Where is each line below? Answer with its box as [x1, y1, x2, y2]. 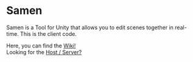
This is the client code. [20, 30, 77, 37]
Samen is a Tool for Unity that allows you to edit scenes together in [6, 24, 174, 31]
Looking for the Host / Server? [6, 48, 82, 55]
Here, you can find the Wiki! [6, 42, 76, 49]
